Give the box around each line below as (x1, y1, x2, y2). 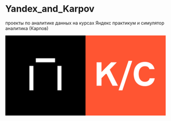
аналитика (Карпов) (5, 25, 49, 31)
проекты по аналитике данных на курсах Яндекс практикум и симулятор (5, 20, 164, 26)
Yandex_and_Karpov (5, 3, 95, 15)
